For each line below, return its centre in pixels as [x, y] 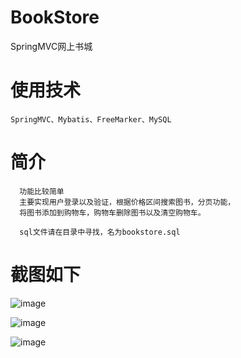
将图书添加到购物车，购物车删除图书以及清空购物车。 [112, 212]
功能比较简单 [42, 191]
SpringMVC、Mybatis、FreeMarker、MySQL [91, 119]
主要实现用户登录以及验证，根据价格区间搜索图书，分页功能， [127, 202]
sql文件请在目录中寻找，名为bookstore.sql [100, 232]
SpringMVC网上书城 [51, 46]
